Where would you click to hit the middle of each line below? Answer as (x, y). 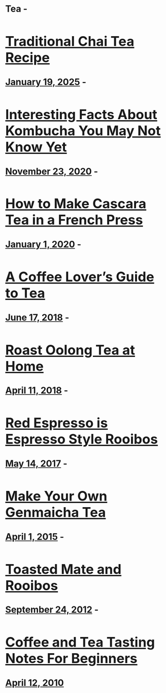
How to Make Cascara (76, 203)
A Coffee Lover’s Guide (80, 276)
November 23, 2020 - (52, 171)
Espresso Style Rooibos (82, 439)
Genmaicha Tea (56, 512)
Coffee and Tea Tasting (80, 642)
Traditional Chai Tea (70, 41)
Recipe (27, 57)
